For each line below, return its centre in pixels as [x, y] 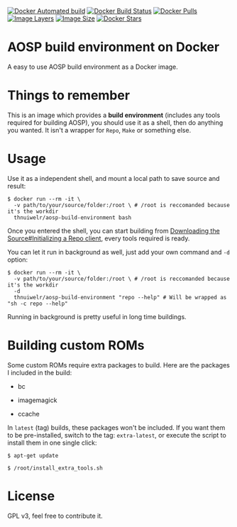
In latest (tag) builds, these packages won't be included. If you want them [116, 427]
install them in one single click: [52, 443]
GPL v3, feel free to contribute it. [55, 516]
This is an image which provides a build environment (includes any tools [114, 115]
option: [18, 260]
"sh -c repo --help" [38, 304]
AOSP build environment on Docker [114, 47]
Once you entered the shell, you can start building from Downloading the [114, 231]
